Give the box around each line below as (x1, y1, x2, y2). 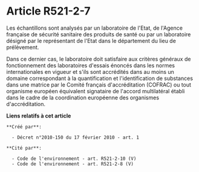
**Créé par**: (6, 124, 42, 130)
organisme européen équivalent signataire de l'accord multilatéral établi (6, 87, 185, 94)
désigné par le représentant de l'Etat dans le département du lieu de (6, 37, 177, 44)
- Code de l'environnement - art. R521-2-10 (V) (11, 156, 137, 162)
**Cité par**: (6, 145, 42, 151)
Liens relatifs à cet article (6, 112, 71, 119)
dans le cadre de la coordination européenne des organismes (6, 94, 159, 101)
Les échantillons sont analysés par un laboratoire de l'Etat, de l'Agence (6, 24, 183, 31)
